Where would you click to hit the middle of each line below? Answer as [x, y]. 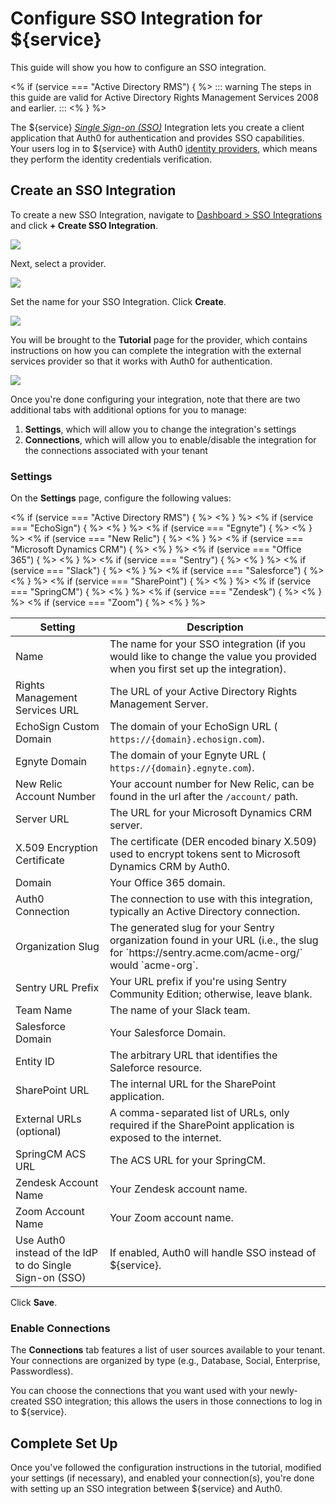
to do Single [43, 1265]
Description [215, 627]
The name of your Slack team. [180, 1010]
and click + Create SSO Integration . [84, 225]
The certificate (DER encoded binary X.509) [213, 842]
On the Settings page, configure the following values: [121, 498]
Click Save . [34, 1303]
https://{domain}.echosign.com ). [187, 739]
